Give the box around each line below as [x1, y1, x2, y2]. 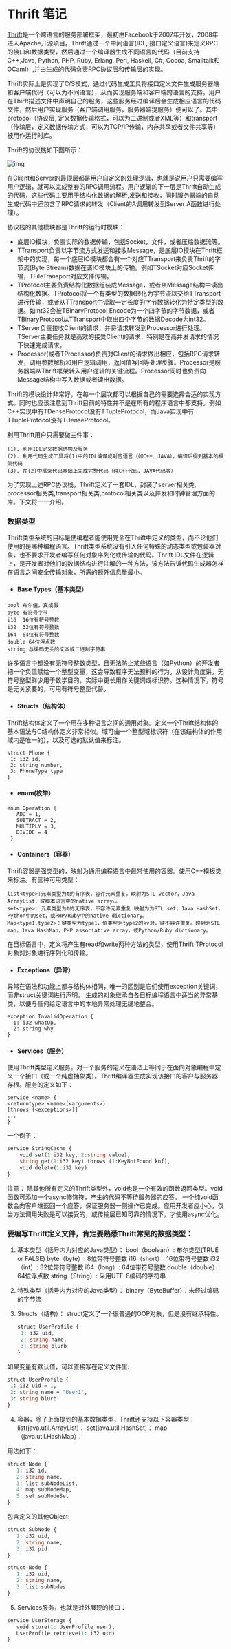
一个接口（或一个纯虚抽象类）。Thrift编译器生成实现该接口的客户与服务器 [12, 1072, 219, 1080]
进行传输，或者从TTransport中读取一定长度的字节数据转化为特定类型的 [16, 298, 218, 306]
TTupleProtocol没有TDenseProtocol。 [7, 416, 115, 424]
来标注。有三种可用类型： [7, 876, 80, 884]
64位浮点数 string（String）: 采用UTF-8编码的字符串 [16, 1272, 166, 1280]
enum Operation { [7, 804, 57, 812]
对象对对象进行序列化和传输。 [7, 949, 91, 957]
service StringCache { [7, 1145, 72, 1152]
